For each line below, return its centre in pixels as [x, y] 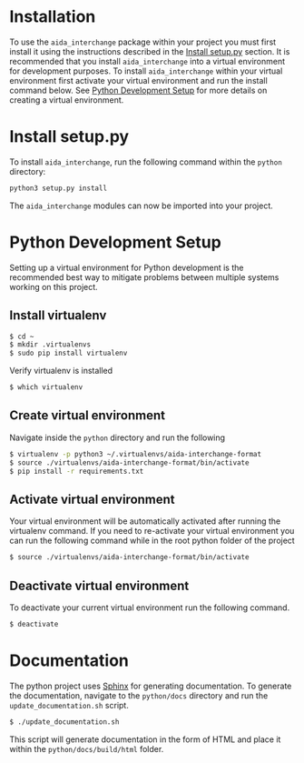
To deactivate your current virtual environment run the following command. [150, 607]
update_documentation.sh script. [69, 705]
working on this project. [54, 286]
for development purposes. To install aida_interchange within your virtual [146, 71]
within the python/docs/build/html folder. [87, 748]
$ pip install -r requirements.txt [77, 471]
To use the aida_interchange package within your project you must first [143, 42]
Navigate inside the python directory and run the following [117, 437]
